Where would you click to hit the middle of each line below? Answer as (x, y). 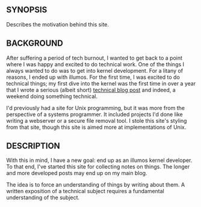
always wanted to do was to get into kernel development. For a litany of (95, 70)
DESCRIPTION (33, 146)
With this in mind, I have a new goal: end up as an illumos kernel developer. (99, 160)
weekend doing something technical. (52, 96)
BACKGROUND (35, 44)
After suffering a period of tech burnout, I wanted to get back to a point (94, 58)
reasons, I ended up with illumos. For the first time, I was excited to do (93, 77)
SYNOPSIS (27, 10)
